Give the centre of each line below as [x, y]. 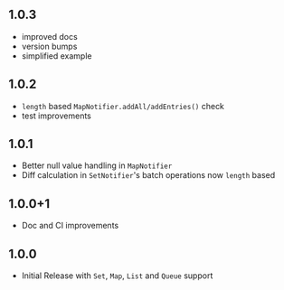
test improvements [56, 116]
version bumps [49, 46]
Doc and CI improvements [70, 226]
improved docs [49, 36]
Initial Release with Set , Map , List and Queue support [117, 276]
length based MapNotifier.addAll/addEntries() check [123, 106]
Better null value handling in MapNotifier [97, 165]
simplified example [57, 56]
